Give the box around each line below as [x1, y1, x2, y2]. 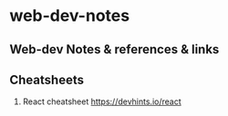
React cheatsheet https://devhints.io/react [22, 96, 182, 107]
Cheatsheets [9, 72, 85, 87]
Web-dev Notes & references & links [9, 42, 220, 57]
